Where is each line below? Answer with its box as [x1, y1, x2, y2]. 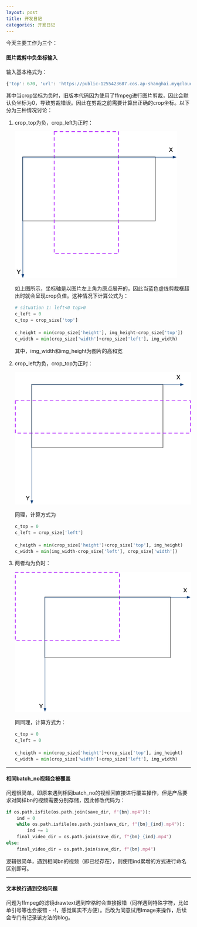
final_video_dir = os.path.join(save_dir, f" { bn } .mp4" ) [16, 846, 157, 852]
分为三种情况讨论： [6, 106, 53, 114]
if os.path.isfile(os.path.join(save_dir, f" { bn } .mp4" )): [6, 809, 151, 815]
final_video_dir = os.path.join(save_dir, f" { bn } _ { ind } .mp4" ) [16, 834, 172, 840]
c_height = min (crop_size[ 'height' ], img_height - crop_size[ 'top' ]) [14, 329, 184, 335]
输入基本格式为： [6, 68, 47, 75]
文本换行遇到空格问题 [6, 885, 57, 892]
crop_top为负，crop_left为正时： [14, 119, 94, 126]
